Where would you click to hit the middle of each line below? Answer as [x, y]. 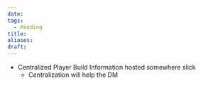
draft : [17, 47]
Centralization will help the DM [73, 75]
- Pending [28, 27]
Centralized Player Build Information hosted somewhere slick [107, 67]
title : [17, 34]
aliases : [20, 41]
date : [15, 14]
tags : [15, 21]
